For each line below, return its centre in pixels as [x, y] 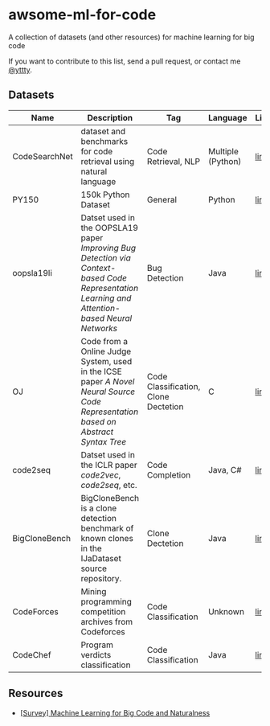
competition [103, 611]
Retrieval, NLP [174, 161]
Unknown [226, 611]
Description [110, 117]
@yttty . [20, 69]
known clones [107, 538]
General [162, 199]
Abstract [97, 432]
